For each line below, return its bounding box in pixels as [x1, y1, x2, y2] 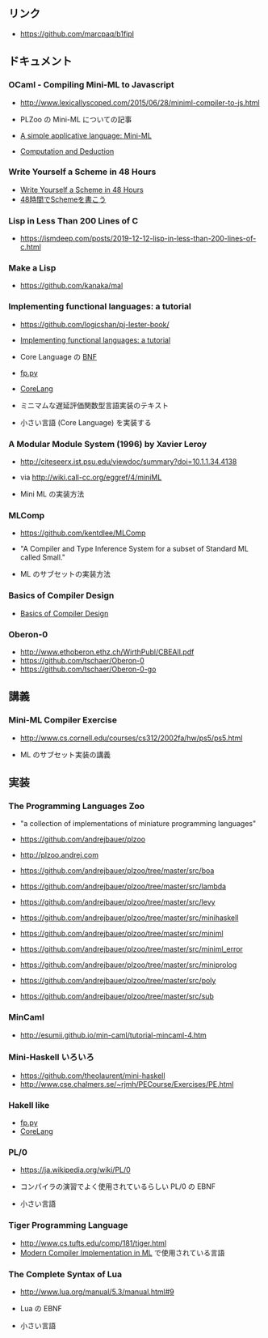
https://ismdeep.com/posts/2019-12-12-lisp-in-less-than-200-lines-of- [19, 233, 257, 244]
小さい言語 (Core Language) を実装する [19, 417, 152, 427]
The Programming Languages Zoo [8, 800, 145, 812]
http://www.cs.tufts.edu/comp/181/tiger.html [19, 1238, 167, 1248]
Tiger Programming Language [8, 1220, 128, 1231]
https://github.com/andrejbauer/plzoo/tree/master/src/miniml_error [19, 944, 244, 954]
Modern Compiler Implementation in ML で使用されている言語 [19, 1247, 225, 1257]
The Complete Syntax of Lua [8, 1268, 123, 1280]
